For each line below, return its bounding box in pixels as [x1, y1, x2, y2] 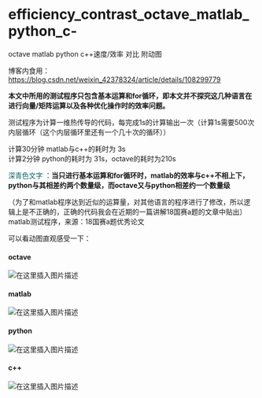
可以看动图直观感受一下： [8, 234, 91, 243]
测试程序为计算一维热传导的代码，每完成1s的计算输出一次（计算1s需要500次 [8, 117, 255, 127]
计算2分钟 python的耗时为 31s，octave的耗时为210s [8, 153, 176, 163]
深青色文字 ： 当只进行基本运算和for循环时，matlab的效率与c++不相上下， [8, 171, 249, 180]
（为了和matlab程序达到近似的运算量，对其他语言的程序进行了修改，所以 [8, 197, 244, 206]
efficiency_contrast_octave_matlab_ [8, 6, 249, 24]
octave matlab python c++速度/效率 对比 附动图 [8, 49, 163, 58]
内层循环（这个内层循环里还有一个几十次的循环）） [8, 127, 171, 137]
